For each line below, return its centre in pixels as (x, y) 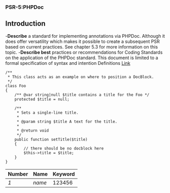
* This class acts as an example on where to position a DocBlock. (81, 77)
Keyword (64, 174)
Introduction (26, 24)
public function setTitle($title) (51, 139)
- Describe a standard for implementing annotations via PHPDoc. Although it (85, 36)
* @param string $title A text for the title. (67, 122)
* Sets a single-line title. (48, 113)
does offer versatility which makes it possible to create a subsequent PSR (82, 41)
